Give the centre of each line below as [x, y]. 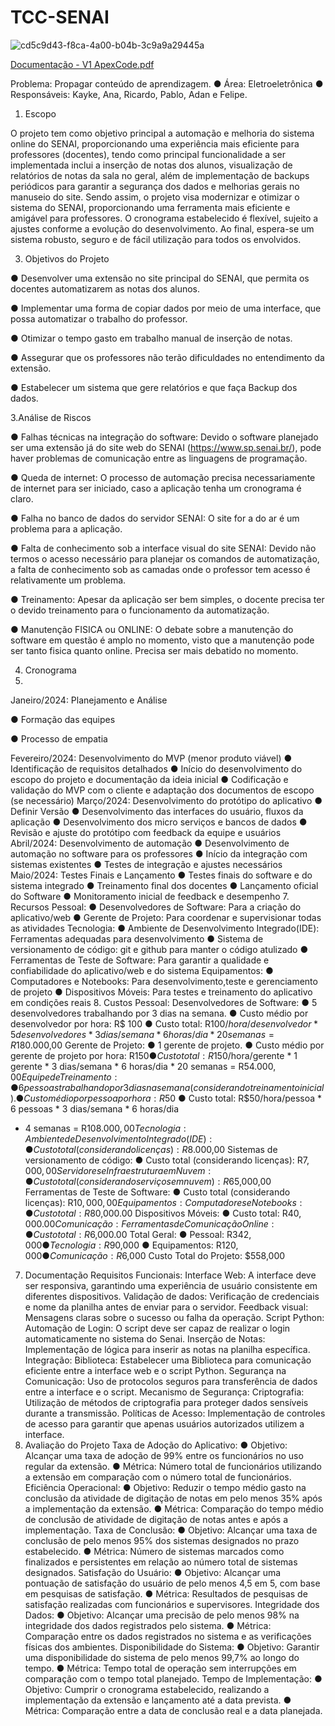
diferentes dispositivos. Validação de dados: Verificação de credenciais [172, 1296]
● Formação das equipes [63, 719]
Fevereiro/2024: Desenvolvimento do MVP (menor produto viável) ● [151, 758]
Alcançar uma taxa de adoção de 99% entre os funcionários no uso [164, 1455]
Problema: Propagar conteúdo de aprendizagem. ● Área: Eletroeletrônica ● [167, 83]
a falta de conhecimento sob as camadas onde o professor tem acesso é [160, 569]
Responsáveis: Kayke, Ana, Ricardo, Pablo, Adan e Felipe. [129, 94]
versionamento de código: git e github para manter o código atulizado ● [159, 949]
